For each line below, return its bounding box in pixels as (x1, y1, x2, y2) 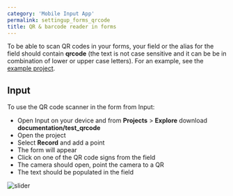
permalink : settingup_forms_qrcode (7, 17, 111, 24)
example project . (7, 64, 56, 73)
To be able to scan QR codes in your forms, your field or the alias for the (7, 42, 214, 51)
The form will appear (17, 146, 78, 154)
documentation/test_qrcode (17, 124, 101, 132)
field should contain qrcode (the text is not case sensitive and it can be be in (7, 49, 227, 58)
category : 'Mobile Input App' (7, 10, 95, 17)
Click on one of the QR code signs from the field (17, 154, 156, 162)
